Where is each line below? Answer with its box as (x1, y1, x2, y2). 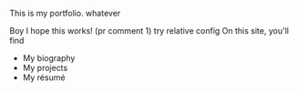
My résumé (22, 72, 66, 83)
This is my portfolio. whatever (9, 8, 121, 18)
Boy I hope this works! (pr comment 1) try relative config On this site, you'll (9, 26, 290, 36)
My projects (22, 63, 68, 73)
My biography (22, 53, 76, 63)
